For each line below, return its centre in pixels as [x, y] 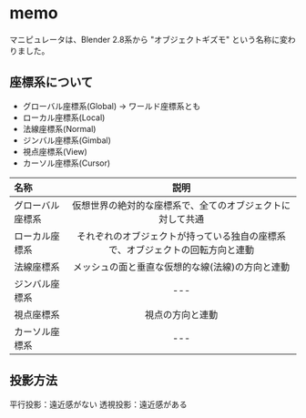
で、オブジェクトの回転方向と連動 [182, 250]
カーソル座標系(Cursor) [66, 163]
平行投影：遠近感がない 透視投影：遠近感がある [98, 404]
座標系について [51, 82]
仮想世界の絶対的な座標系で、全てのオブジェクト [177, 205]
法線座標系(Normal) [59, 128]
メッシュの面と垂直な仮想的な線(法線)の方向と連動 [181, 267]
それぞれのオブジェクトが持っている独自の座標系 [182, 236]
